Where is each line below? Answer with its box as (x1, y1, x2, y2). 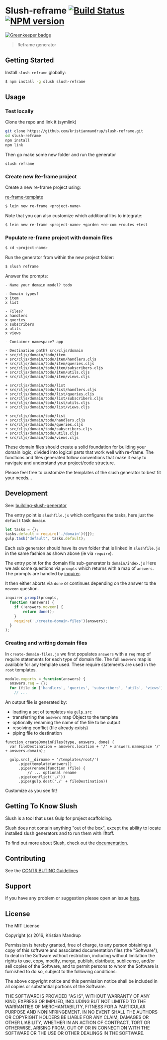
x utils (5, 326, 21, 331)
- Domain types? (5, 291, 39, 296)
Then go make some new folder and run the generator (5, 151, 116, 157)
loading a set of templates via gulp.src (12, 709, 92, 715)
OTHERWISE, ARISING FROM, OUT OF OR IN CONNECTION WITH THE (5, 1025, 150, 1031)
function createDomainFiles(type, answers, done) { (5, 740, 114, 745)
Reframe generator (17, 41, 56, 47)
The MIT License (5, 923, 40, 929)
